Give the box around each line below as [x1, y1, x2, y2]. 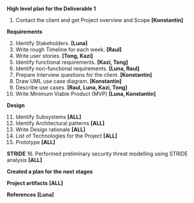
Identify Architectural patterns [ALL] [15, 120, 105, 127]
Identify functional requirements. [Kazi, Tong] [15, 59, 128, 65]
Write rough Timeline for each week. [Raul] [15, 46, 122, 53]
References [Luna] [7, 191, 54, 198]
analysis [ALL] [7, 157, 42, 163]
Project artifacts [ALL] [7, 180, 63, 186]
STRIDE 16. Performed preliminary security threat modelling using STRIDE [7, 150, 189, 157]
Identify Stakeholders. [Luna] [15, 40, 88, 46]
